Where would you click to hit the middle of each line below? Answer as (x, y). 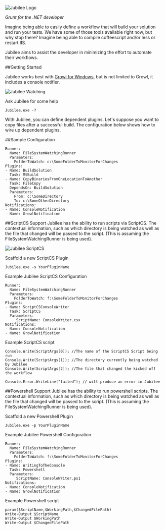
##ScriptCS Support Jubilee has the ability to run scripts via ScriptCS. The (81, 223)
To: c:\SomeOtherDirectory (42, 201)
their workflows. (21, 58)
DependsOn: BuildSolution (36, 188)
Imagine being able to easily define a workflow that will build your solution (80, 27)
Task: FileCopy (25, 183)
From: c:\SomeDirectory (39, 196)
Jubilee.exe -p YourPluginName (37, 425)
